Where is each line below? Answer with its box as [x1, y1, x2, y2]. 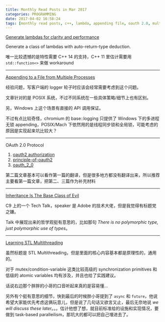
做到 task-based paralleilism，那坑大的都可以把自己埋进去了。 [5, 312, 131, 318]
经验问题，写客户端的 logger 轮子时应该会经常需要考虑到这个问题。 [5, 84, 141, 91]
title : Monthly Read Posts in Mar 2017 [5, 7, 87, 12]
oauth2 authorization [12, 152, 55, 158]
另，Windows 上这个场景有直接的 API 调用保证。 [5, 105, 104, 111]
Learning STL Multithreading [5, 240, 63, 246]
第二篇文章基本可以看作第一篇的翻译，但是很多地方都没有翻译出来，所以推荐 [5, 172, 160, 178]
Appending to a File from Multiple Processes [5, 74, 95, 80]
